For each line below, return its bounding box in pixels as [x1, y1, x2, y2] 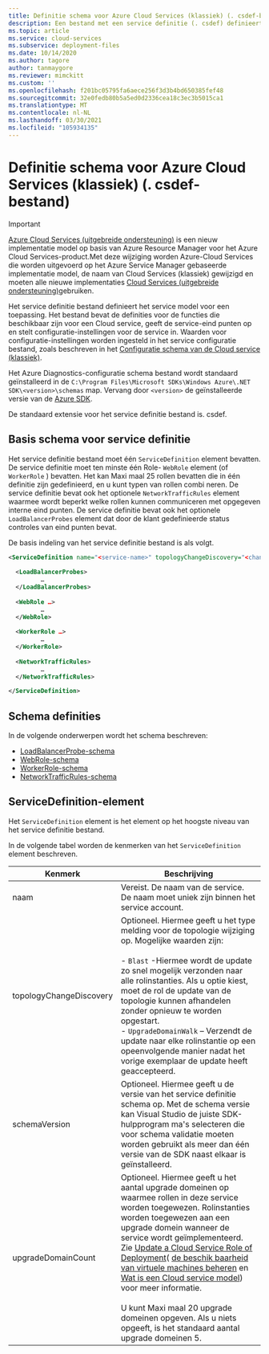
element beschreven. [8, 849, 78, 858]
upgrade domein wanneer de [120, 1221, 230, 1233]
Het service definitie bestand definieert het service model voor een [8, 301, 230, 311]
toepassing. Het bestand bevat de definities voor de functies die [8, 310, 220, 320]
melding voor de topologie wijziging [120, 924, 255, 936]
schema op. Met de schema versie [120, 1098, 251, 1109]
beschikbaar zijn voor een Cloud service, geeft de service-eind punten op [8, 318, 252, 328]
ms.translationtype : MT [8, 101, 88, 109]
